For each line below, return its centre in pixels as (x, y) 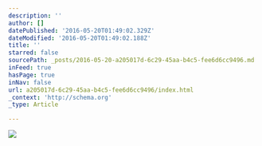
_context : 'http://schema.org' (60, 97)
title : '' (25, 45)
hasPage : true (32, 75)
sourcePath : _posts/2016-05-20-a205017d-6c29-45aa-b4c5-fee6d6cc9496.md (131, 61)
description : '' (35, 16)
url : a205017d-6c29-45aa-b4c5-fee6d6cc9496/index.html (101, 90)
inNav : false (30, 82)
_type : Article (33, 105)
